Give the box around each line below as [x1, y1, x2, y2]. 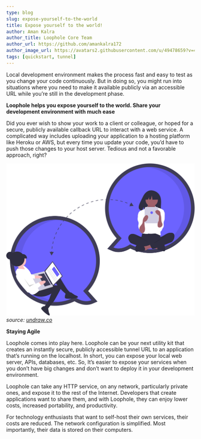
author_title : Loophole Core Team [6, 35, 93, 41]
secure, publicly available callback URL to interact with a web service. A [6, 126, 184, 133]
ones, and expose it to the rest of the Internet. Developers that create [6, 389, 177, 396]
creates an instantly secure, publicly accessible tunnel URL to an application [6, 346, 194, 353]
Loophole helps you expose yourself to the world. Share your [6, 102, 161, 109]
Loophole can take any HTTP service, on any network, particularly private [6, 383, 188, 390]
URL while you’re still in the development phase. [6, 90, 124, 97]
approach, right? [6, 151, 47, 158]
